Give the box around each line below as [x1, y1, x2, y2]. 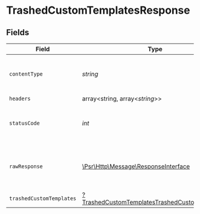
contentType [9, 71, 43, 77]
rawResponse [9, 163, 43, 170]
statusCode [9, 120, 40, 126]
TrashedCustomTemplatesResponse [6, 4, 190, 17]
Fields [6, 27, 30, 38]
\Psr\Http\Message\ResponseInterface [82, 162, 190, 170]
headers [9, 95, 31, 102]
